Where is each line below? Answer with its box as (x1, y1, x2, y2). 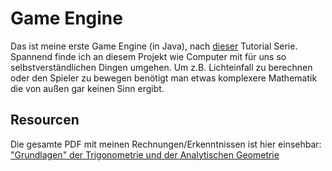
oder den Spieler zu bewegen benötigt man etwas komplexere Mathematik (10, 72, 318, 84)
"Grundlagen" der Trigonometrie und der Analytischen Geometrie (10, 148, 280, 161)
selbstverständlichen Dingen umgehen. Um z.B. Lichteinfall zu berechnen (10, 61, 313, 73)
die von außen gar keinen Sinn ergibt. (10, 82, 165, 94)
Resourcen (10, 112, 80, 129)
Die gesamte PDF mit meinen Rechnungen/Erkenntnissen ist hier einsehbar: (10, 138, 322, 150)
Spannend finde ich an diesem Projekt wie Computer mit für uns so (10, 50, 287, 62)
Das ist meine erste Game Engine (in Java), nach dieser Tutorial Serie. (10, 40, 298, 52)
